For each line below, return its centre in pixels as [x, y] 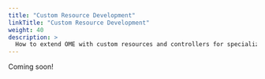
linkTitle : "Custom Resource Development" [79, 23]
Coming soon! [31, 66]
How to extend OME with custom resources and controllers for [119, 45]
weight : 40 [26, 30]
